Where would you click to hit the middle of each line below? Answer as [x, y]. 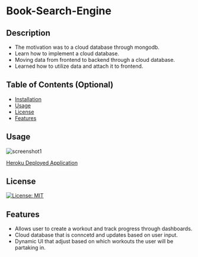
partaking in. [30, 247]
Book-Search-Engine [59, 11]
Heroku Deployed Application [42, 162]
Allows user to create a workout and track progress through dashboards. [103, 229]
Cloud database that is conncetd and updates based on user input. [96, 235]
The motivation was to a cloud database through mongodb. [87, 47]
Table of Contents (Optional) [60, 85]
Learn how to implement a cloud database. [67, 54]
